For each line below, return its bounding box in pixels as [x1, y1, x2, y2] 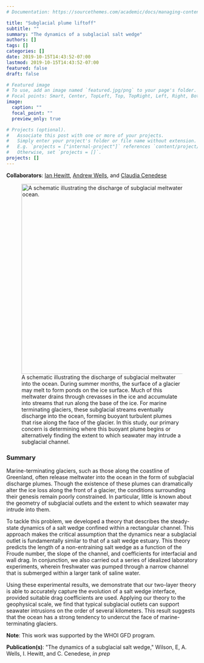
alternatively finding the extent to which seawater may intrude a [21, 431, 181, 439]
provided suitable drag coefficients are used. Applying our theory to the [6, 594, 186, 602]
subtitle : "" [6, 26, 39, 32]
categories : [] [6, 48, 45, 55]
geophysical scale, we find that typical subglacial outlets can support [6, 600, 180, 608]
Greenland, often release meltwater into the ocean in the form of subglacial [6, 474, 194, 481]
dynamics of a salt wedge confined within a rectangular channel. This [20, 524, 194, 532]
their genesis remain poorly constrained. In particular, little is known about [6, 493, 192, 501]
